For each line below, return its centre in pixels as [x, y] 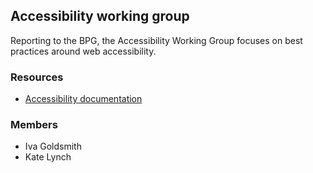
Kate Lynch [48, 157]
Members [34, 125]
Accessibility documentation [83, 99]
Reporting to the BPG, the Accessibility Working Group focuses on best [156, 40]
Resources [37, 77]
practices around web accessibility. [83, 51]
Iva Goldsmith [53, 146]
